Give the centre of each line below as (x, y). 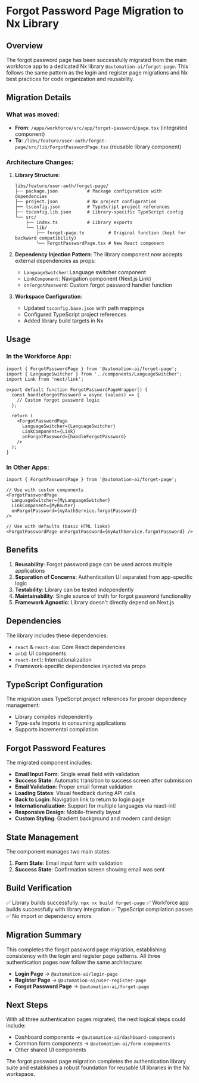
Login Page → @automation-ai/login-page (66, 973)
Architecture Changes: (40, 162)
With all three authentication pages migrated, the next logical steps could (96, 1019)
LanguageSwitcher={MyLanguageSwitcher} (61, 500)
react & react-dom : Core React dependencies (70, 647)
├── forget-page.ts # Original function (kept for (111, 233)
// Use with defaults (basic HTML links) (58, 526)
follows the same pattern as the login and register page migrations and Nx (97, 72)
